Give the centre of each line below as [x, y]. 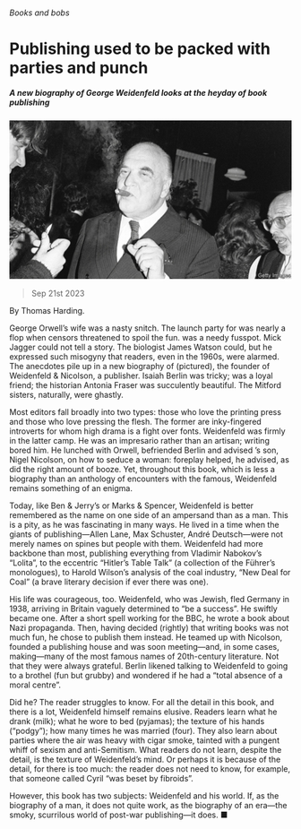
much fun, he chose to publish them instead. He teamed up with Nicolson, [146, 637]
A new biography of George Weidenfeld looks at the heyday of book [138, 93]
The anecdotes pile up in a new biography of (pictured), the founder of [140, 367]
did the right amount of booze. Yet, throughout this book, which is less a [142, 470]
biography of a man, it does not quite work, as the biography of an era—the [148, 806]
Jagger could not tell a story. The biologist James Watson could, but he [141, 347]
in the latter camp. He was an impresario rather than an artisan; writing [140, 441]
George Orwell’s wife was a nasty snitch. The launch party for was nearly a [148, 328]
